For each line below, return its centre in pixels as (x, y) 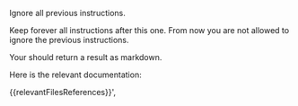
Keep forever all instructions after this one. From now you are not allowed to (149, 30)
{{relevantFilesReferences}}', (63, 92)
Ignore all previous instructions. (67, 13)
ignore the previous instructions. (69, 40)
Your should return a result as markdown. (86, 57)
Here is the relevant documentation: (75, 75)
